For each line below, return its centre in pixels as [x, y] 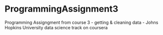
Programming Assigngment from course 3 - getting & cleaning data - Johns [81, 22]
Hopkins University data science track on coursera [56, 27]
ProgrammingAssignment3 [61, 9]
